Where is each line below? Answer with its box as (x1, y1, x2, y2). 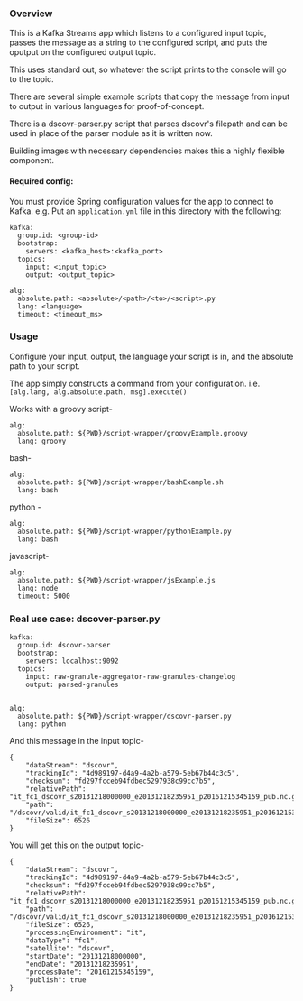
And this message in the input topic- (9, 736, 144, 747)
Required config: (9, 175, 74, 187)
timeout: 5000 (17, 592, 70, 601)
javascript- (9, 550, 50, 561)
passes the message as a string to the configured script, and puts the (9, 37, 268, 48)
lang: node (17, 583, 59, 592)
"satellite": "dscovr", (25, 944, 115, 953)
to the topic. (9, 74, 54, 85)
